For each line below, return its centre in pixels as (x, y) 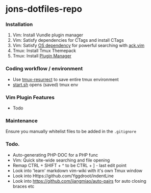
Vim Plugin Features (30, 97)
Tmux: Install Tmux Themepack (44, 51)
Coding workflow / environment (44, 69)
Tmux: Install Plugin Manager (42, 56)
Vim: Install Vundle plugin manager (48, 35)
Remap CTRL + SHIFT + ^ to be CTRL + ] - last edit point (70, 165)
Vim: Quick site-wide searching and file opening (61, 160)
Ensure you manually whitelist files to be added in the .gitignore (71, 132)
